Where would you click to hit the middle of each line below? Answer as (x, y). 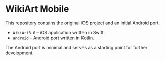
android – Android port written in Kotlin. (53, 38)
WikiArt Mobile (37, 9)
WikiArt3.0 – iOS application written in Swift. (59, 32)
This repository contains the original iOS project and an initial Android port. (82, 23)
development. (19, 53)
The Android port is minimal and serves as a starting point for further (76, 47)
